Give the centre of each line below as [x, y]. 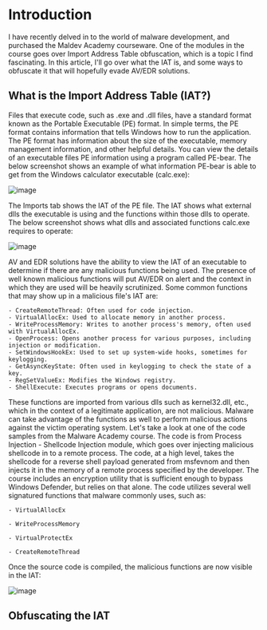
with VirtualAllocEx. [44, 331]
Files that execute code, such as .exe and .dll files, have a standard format [130, 115]
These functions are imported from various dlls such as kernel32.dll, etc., [128, 402]
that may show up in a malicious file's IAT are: [83, 295]
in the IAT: [25, 575]
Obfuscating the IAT [59, 616]
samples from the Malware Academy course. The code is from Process [125, 436]
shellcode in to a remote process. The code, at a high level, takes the [122, 453]
